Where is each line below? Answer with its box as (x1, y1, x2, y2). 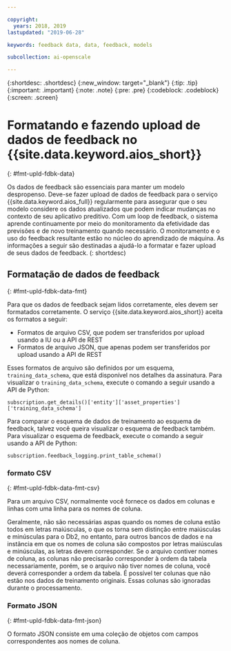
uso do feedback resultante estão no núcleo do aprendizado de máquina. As (7, 234, 225, 242)
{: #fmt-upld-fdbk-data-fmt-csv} (7, 484, 100, 493)
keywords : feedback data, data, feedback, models (7, 41, 153, 48)
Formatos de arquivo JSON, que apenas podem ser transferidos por (17, 342, 210, 351)
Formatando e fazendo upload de (7, 118, 201, 133)
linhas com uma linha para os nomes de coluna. (7, 504, 143, 513)
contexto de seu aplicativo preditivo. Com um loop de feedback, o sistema (7, 212, 219, 220)
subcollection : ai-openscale (7, 54, 91, 61)
